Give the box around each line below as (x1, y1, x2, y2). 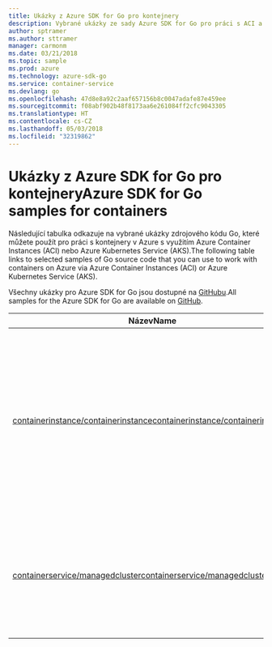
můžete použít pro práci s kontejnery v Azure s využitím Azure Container (8, 236, 251, 247)
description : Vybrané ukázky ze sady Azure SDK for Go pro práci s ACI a (8, 19, 263, 28)
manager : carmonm (8, 42, 67, 50)
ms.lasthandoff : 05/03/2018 (8, 125, 104, 133)
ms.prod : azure (8, 65, 60, 73)
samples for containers (8, 202, 168, 219)
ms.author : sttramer (8, 34, 79, 43)
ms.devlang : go (8, 87, 60, 96)
